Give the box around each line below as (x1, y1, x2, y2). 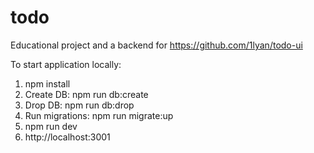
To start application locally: (10, 58, 122, 70)
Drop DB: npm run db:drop (24, 99, 135, 111)
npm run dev (24, 120, 78, 132)
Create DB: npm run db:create (24, 88, 149, 100)
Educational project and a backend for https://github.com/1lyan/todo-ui (10, 39, 303, 51)
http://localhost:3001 (24, 131, 111, 143)
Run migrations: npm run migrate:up (24, 109, 174, 121)
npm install (24, 77, 71, 90)
